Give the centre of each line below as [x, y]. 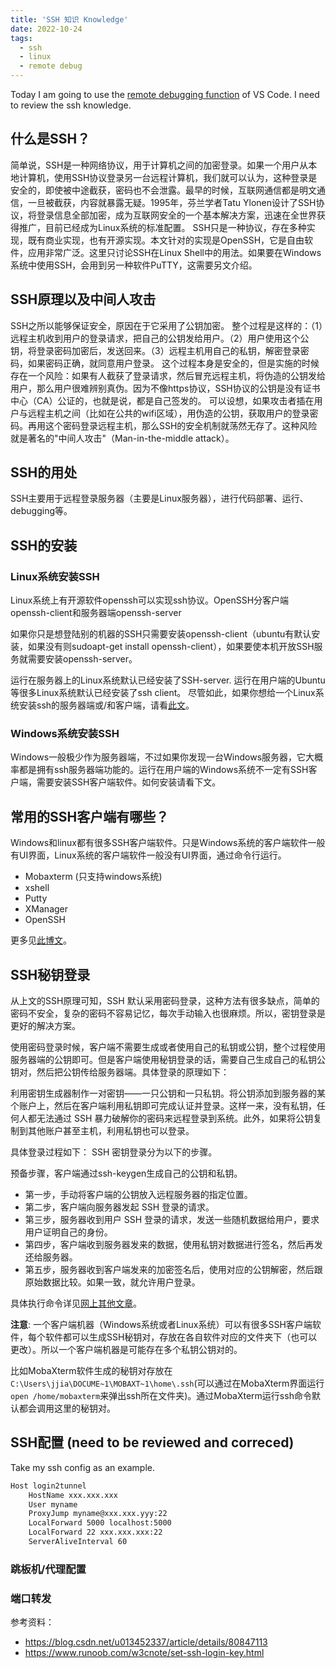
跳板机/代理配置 [48, 1569]
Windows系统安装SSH [65, 734]
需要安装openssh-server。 [82, 659]
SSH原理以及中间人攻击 [83, 299]
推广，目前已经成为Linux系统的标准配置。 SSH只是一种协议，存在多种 [162, 227]
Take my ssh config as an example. [82, 1467]
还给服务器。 [51, 1257]
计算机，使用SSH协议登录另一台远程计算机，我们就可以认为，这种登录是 [168, 177]
